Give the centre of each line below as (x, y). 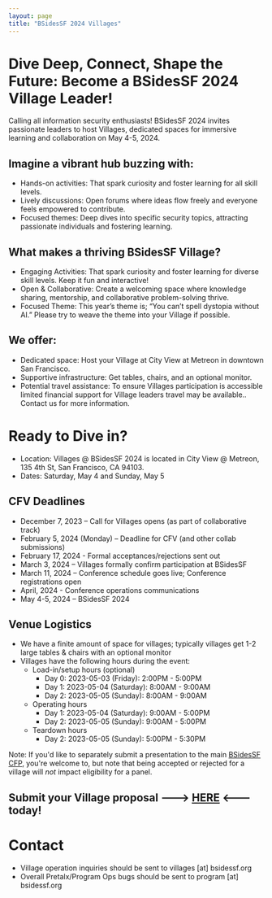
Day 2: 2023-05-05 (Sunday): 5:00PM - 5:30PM (125, 739)
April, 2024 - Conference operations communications (110, 590)
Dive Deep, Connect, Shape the (116, 64)
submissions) (43, 547)
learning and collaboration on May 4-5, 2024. (84, 138)
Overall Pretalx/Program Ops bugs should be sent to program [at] (130, 876)
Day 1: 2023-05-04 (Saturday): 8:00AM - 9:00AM (127, 687)
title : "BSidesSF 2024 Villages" (65, 24)
